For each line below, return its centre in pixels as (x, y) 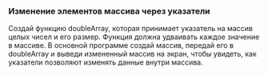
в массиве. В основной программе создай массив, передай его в (121, 45)
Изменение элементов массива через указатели (109, 11)
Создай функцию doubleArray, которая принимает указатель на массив (131, 29)
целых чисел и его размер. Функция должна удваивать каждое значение (134, 37)
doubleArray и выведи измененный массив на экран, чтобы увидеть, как (133, 54)
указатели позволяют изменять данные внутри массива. (106, 62)
